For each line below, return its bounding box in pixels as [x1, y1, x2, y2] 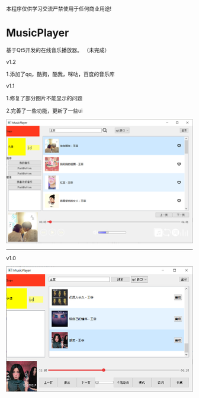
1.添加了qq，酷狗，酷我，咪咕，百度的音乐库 [6, 70, 115, 77]
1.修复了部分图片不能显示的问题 [6, 94, 83, 102]
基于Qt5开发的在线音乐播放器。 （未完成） [6, 46, 110, 53]
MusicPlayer [6, 26, 69, 40]
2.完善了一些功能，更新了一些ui [6, 107, 83, 114]
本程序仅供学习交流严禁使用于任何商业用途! [6, 5, 112, 12]
